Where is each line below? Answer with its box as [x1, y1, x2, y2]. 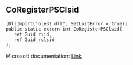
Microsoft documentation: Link [5, 52, 82, 60]
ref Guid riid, [13, 31, 52, 37]
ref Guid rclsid [13, 36, 55, 43]
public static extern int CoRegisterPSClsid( [5, 26, 122, 32]
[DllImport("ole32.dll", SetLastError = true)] [5, 20, 128, 26]
